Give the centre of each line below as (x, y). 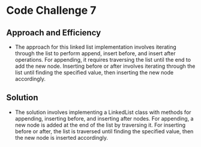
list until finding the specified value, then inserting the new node (94, 72)
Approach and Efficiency (54, 33)
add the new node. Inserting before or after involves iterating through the (105, 66)
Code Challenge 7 (51, 10)
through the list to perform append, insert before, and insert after (95, 53)
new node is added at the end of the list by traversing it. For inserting (100, 125)
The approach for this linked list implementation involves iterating (96, 47)
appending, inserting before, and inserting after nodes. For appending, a (104, 118)
